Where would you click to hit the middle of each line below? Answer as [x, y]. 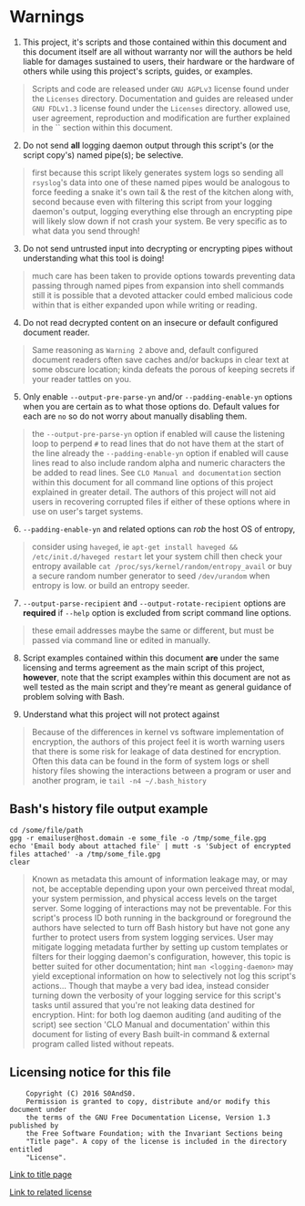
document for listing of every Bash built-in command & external [151, 1034]
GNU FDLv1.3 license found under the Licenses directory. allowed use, [161, 108]
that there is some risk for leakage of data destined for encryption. [156, 751]
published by [34, 1125]
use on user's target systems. [87, 511]
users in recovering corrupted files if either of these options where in [161, 501]
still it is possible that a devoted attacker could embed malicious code [162, 295]
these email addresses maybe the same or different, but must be [153, 630]
